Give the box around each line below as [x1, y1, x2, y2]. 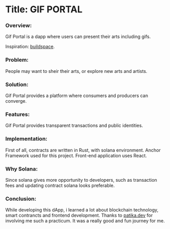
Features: [5, 111, 30, 118]
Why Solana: [5, 165, 38, 173]
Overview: [5, 22, 32, 29]
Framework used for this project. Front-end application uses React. [5, 152, 147, 159]
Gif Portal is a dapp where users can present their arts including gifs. [5, 33, 151, 40]
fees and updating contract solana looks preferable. [5, 182, 115, 188]
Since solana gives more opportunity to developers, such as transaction [5, 177, 158, 183]
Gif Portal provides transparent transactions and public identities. [5, 122, 143, 129]
